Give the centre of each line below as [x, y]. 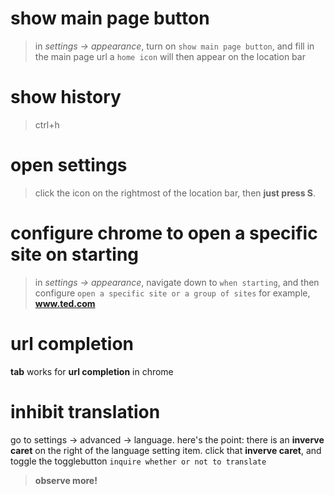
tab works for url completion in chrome [92, 371]
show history [66, 97]
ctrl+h [47, 124]
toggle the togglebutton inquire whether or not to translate [138, 461]
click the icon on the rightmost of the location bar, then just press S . [175, 193]
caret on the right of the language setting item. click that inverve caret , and [166, 450]
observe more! [66, 480]
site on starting [75, 254]
